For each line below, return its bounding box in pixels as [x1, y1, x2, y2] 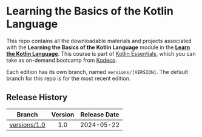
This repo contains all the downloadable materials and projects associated [6, 37, 192, 44]
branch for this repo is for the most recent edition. [6, 75, 131, 82]
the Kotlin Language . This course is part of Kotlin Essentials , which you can [6, 50, 196, 57]
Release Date [80, 110, 120, 119]
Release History [6, 92, 68, 102]
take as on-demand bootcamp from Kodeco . [6, 56, 117, 64]
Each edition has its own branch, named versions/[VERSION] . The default [6, 68, 189, 75]
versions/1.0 [9, 120, 45, 129]
